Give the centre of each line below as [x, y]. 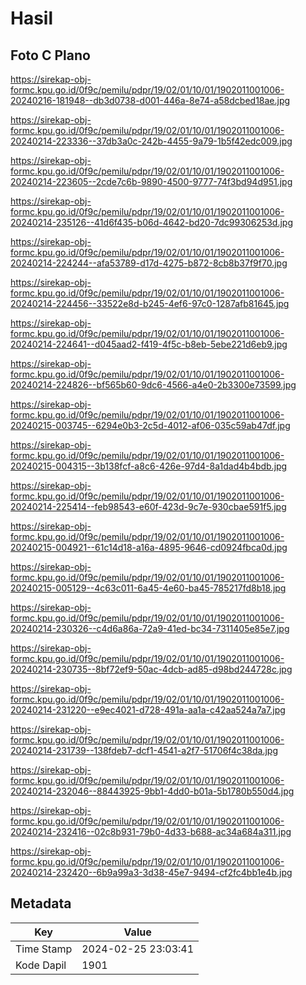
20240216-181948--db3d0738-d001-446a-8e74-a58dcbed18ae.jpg [150, 100]
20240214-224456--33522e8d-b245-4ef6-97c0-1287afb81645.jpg [150, 303]
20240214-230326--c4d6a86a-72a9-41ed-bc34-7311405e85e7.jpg [150, 628]
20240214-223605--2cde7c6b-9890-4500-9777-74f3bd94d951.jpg [151, 181]
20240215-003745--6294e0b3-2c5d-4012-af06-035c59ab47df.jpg [150, 425]
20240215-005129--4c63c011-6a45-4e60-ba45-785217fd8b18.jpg [148, 588]
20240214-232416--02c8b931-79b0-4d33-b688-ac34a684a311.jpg [151, 831]
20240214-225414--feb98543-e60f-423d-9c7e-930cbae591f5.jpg [148, 506]
